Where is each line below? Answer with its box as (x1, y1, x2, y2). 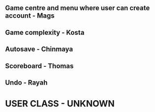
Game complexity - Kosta (5, 28, 85, 36)
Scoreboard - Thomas (5, 61, 74, 70)
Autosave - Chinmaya (5, 45, 73, 54)
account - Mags (5, 12, 55, 20)
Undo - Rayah (5, 78, 48, 86)
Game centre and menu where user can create (5, 4, 150, 12)
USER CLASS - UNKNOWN (5, 98, 115, 110)
